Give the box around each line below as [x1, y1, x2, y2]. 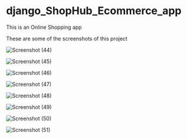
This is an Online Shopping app [6, 24, 82, 31]
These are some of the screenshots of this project [6, 35, 128, 42]
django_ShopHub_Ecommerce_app [6, 4, 182, 18]
